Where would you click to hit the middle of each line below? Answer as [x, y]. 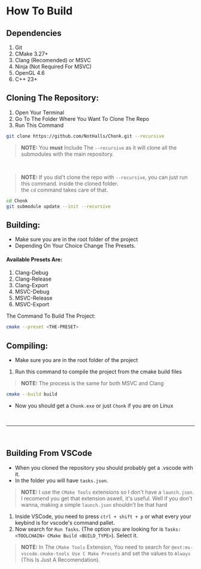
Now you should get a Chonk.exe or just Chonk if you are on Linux [94, 406]
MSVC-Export [32, 305]
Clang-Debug [32, 273]
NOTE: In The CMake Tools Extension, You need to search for [95, 547]
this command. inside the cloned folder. [69, 183]
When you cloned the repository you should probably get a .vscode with [104, 467]
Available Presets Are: [34, 259]
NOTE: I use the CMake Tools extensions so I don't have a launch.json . [107, 492]
